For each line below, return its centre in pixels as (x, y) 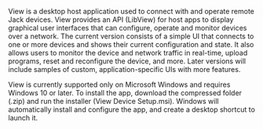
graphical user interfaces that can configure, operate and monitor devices (128, 28)
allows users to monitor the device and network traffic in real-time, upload (128, 53)
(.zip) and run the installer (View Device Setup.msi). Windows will (113, 101)
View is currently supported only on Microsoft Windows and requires (119, 84)
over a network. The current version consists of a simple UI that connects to (131, 36)
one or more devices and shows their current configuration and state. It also (131, 45)
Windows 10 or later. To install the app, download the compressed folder (125, 93)
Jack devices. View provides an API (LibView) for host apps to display (121, 20)
